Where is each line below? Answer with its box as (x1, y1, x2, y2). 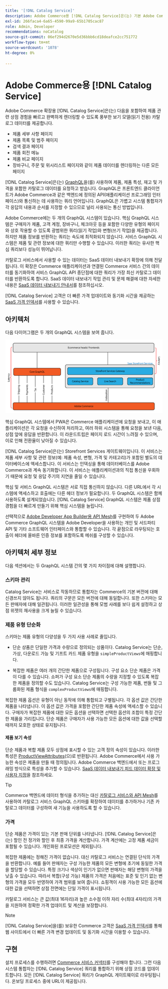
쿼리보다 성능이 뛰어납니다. (10, 246, 63, 252)
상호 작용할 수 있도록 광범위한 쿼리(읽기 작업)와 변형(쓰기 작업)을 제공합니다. (10, 227, 158, 233)
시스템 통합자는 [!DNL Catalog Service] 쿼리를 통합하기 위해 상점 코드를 (5, 965, 146, 971)
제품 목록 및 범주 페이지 (12, 137, 58, 143)
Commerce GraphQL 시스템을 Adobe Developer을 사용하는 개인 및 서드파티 (5, 520, 156, 526)
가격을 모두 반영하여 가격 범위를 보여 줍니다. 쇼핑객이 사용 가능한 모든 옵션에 (14, 879, 162, 885)
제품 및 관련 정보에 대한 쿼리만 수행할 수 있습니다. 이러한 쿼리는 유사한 (18, 240, 154, 246)
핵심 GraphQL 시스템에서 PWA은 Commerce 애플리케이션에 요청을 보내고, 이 (5, 419, 156, 425)
